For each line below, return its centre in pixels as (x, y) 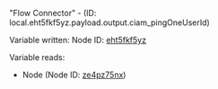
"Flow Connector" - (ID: (53, 13)
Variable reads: (37, 57)
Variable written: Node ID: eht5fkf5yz (78, 40)
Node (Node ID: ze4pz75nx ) (74, 75)
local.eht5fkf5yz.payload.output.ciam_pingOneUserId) (110, 22)
